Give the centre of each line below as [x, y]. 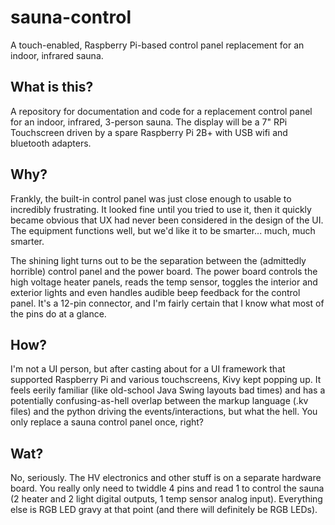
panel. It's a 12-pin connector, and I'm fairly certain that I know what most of [167, 303]
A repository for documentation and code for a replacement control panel [161, 111]
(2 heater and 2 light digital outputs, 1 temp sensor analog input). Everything [166, 499]
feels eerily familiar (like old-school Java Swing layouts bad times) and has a [168, 390]
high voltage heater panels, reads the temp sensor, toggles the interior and [164, 282]
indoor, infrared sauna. [57, 55]
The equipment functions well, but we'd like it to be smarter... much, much [163, 230]
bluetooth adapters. [51, 143]
